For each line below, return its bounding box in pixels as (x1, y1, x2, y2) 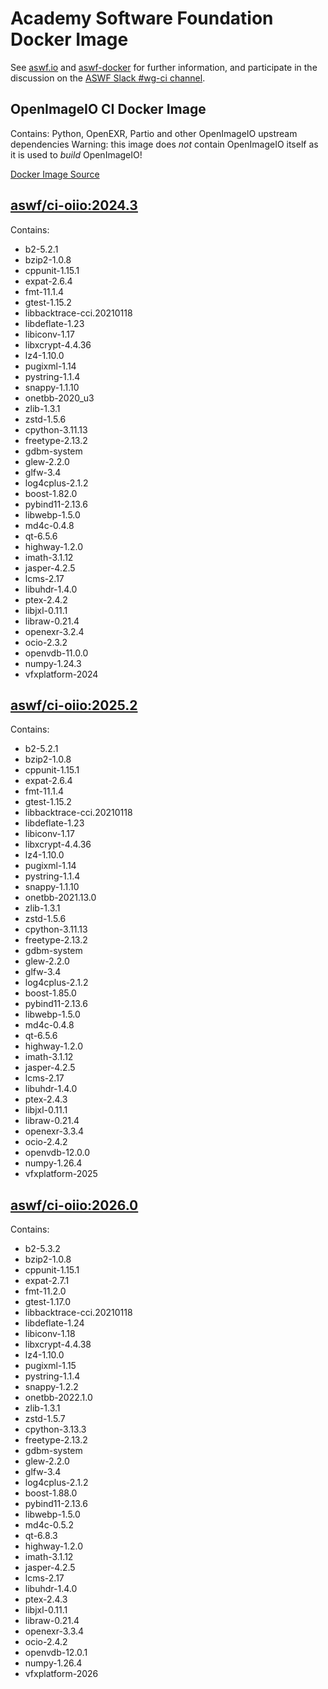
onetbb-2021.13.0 (24, 892, 97, 904)
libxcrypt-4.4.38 (24, 1338, 92, 1351)
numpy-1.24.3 (24, 657, 82, 669)
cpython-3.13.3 (24, 1423, 87, 1436)
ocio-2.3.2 (24, 636, 68, 648)
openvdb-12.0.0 (24, 1147, 91, 1159)
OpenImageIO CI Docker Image (10, 101, 207, 118)
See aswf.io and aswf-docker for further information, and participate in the (10, 61, 318, 73)
